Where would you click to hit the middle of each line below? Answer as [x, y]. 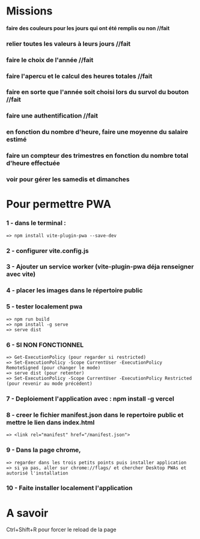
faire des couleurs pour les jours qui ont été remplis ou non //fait [88, 28]
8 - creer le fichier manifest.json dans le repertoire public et [95, 415]
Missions [29, 11]
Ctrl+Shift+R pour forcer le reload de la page [62, 530]
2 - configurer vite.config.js [47, 251]
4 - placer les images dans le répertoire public [74, 290]
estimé [17, 140]
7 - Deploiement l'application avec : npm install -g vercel [90, 399]
